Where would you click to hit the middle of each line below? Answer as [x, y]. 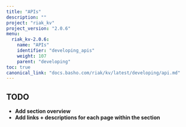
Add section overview [42, 111]
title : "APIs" [24, 12]
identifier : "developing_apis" [56, 51]
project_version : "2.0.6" [38, 28]
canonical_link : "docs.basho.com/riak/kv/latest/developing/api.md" [93, 73]
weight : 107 [32, 56]
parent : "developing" [44, 61]
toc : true [19, 67]
